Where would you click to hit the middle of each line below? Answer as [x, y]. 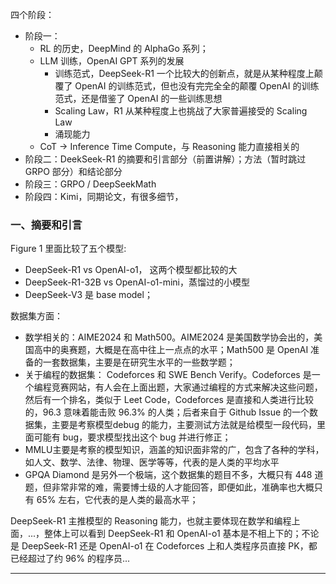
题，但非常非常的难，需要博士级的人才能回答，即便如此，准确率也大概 [169, 487]
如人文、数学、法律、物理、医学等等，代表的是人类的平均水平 [152, 462]
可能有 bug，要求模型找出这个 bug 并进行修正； [132, 437]
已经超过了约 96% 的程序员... [70, 559]
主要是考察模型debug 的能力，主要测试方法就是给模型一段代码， [184, 425]
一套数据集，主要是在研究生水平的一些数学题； [139, 362]
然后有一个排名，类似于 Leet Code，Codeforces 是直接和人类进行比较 [169, 400]
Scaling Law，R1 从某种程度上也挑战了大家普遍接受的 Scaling [181, 111]
